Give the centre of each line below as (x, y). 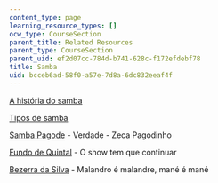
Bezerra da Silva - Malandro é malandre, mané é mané (109, 169)
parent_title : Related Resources (71, 42)
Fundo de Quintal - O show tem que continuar (93, 152)
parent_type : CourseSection (61, 51)
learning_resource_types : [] (63, 26)
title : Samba (33, 68)
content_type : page (45, 17)
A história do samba (46, 100)
